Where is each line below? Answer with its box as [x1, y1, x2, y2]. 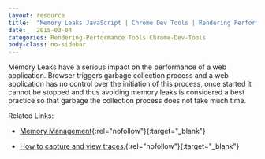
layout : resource [8, 11, 65, 20]
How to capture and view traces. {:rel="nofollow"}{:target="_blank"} [19, 142, 240, 151]
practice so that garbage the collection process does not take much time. [8, 96, 247, 105]
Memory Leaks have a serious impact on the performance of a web [8, 62, 227, 72]
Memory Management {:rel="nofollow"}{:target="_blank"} [19, 127, 207, 136]
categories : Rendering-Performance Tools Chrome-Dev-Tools [8, 33, 207, 42]
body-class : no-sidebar [8, 41, 87, 49]
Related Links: [8, 111, 54, 120]
